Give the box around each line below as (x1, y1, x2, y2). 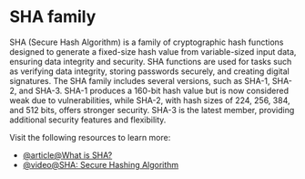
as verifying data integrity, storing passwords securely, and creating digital (9, 66, 290, 77)
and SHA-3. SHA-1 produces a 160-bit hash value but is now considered (18, 85, 290, 96)
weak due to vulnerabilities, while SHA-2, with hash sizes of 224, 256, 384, (9, 94, 290, 106)
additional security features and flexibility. (9, 114, 167, 125)
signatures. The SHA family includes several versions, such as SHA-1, (9, 75, 270, 86)
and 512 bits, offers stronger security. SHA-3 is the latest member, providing (9, 104, 295, 115)
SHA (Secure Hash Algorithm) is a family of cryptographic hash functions (9, 37, 284, 47)
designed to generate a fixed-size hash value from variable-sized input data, (9, 46, 297, 57)
